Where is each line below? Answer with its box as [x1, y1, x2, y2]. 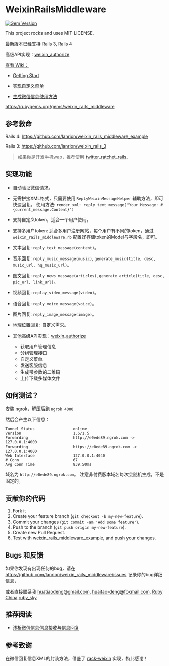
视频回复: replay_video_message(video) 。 [12, 289, 99, 295]
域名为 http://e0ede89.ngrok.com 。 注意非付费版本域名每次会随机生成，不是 [5, 471, 164, 477]
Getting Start [12, 72, 39, 78]
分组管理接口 [20, 350, 47, 356]
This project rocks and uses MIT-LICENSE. [5, 30, 94, 36]
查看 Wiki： [5, 62, 29, 68]
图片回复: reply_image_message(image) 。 [12, 311, 97, 317]
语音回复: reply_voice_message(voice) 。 [12, 300, 97, 306]
